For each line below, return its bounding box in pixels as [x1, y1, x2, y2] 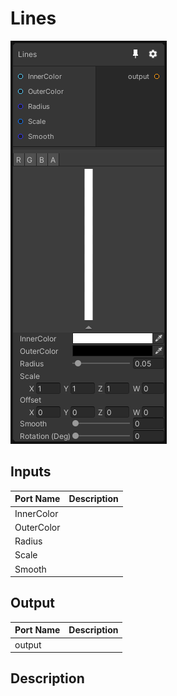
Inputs [10, 463, 52, 481]
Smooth [14, 563, 47, 575]
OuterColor [14, 521, 61, 533]
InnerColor [14, 507, 59, 519]
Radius [14, 535, 43, 547]
